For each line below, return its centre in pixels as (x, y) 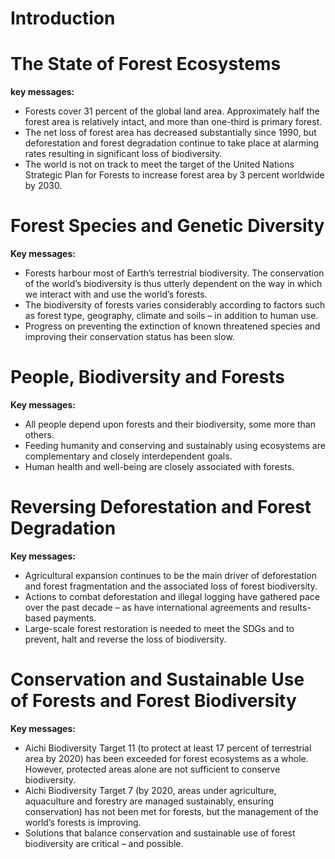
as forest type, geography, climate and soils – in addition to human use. (171, 316)
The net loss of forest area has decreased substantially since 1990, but (170, 133)
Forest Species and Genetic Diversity (167, 226)
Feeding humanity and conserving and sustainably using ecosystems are (175, 445)
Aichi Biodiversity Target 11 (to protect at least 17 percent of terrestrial (168, 748)
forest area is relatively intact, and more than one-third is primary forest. (173, 122)
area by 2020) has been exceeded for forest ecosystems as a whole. (166, 758)
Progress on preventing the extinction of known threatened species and (172, 326)
